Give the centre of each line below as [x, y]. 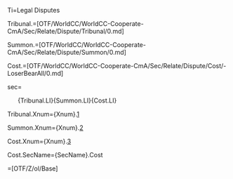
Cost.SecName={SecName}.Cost [55, 155]
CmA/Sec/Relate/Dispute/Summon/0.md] [67, 52]
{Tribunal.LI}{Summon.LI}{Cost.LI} [67, 100]
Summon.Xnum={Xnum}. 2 [45, 128]
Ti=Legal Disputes [34, 10]
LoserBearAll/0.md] [35, 73]
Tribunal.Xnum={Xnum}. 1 [43, 114]
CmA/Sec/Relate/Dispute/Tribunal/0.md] [66, 31]
